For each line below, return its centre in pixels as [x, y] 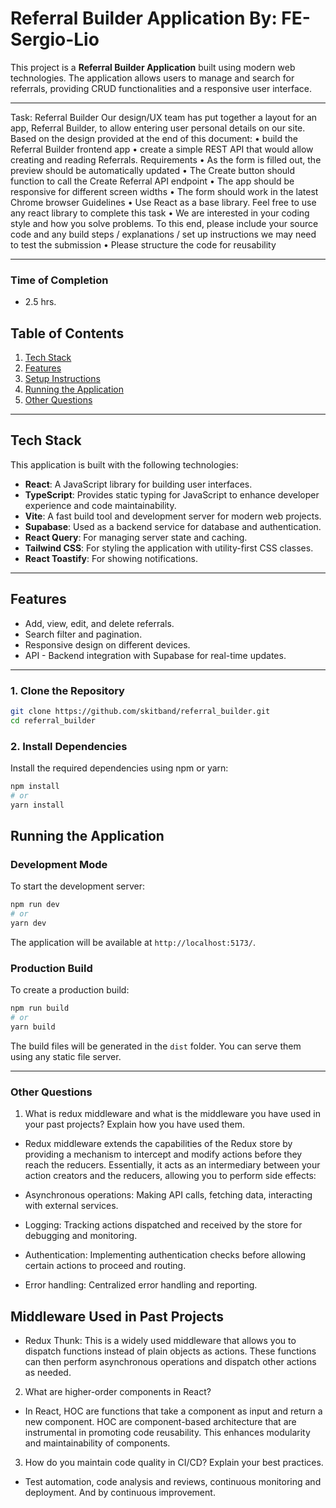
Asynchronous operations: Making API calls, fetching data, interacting [168, 1195]
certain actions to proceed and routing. [105, 1266]
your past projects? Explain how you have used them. [135, 1124]
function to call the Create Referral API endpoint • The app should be [152, 181]
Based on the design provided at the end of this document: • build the [154, 138]
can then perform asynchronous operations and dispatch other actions [170, 1361]
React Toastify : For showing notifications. [111, 558]
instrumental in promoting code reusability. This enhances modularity [167, 1432]
